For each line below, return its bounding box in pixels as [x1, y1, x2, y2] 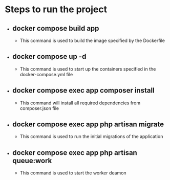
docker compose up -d [12, 52, 87, 61]
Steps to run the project [5, 4, 108, 15]
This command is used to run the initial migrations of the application [19, 133, 163, 140]
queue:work [12, 156, 52, 165]
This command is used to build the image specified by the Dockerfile [19, 37, 165, 43]
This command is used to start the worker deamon [19, 170, 126, 176]
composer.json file [19, 105, 59, 111]
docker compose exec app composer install [12, 86, 155, 95]
